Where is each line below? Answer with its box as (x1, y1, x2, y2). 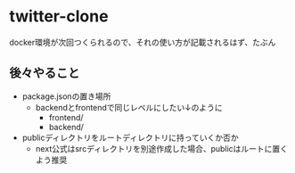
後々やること (9, 65, 80, 81)
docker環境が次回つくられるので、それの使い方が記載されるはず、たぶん (9, 37, 276, 47)
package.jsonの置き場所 (21, 91, 111, 102)
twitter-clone (9, 6, 109, 27)
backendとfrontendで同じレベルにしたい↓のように (35, 102, 223, 112)
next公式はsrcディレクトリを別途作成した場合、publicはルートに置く (35, 143, 288, 153)
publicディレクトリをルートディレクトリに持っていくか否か (21, 132, 239, 143)
